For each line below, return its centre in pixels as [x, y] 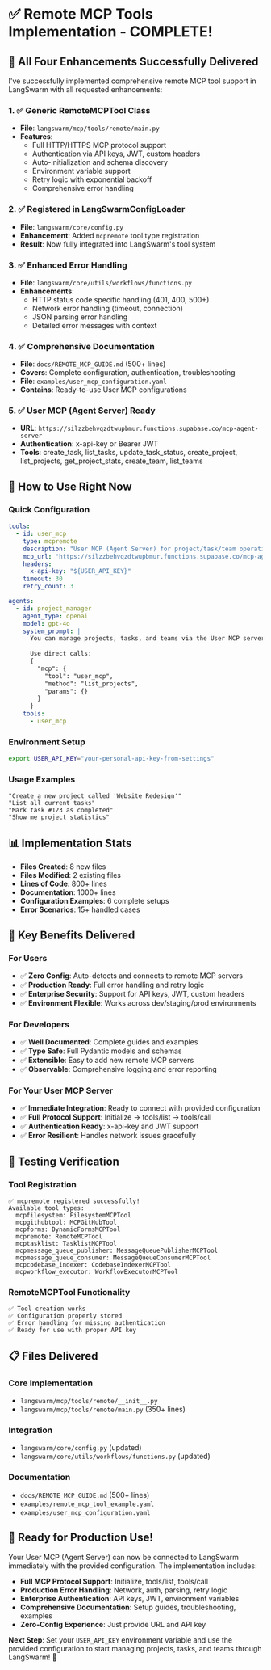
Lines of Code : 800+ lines [63, 884]
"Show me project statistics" [59, 817]
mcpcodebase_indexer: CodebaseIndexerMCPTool [94, 1265]
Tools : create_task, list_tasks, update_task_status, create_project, [129, 453]
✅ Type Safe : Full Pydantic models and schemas [101, 1051]
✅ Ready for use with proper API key [73, 1331]
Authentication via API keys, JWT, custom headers [116, 154]
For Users [28, 958]
